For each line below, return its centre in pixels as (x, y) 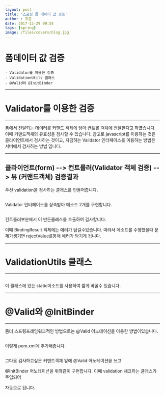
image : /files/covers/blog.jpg (37, 32)
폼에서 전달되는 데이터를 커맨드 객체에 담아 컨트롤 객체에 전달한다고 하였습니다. (81, 128)
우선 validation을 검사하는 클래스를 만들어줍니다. (52, 190)
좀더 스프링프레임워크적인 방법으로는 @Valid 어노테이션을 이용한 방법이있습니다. (82, 331)
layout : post (18, 10)
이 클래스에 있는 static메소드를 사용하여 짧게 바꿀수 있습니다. (63, 285)
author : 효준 (18, 19)
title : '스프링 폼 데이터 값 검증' (36, 14)
